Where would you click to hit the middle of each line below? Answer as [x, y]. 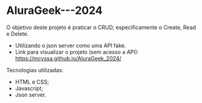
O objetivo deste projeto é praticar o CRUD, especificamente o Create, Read [101, 27]
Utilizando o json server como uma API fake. [70, 45]
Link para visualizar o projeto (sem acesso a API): [77, 51]
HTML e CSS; [32, 82]
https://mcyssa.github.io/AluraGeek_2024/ [68, 58]
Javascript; [29, 88]
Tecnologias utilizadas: [35, 70]
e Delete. [18, 33]
